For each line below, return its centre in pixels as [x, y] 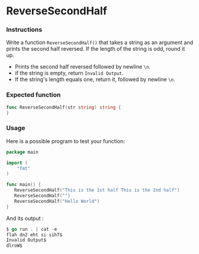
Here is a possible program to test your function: [66, 141]
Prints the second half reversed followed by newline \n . [83, 67]
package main [22, 152]
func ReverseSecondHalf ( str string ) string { [63, 107]
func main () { [24, 185]
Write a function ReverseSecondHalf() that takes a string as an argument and [100, 42]
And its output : [25, 218]
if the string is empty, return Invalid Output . [69, 73]
